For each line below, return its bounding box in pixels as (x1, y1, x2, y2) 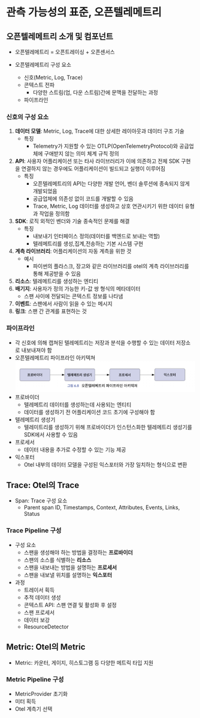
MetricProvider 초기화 (14, 690, 68, 697)
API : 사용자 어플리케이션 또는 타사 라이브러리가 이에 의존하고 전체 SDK (14, 157, 180, 165)
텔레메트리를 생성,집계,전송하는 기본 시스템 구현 (32, 240, 144, 247)
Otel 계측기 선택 (14, 705, 53, 712)
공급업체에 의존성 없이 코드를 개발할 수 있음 (32, 195, 134, 202)
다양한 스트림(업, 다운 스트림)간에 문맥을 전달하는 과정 (32, 89, 159, 96)
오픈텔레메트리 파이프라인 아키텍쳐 (14, 354, 96, 361)
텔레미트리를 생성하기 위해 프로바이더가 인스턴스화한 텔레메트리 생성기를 (23, 423, 193, 430)
